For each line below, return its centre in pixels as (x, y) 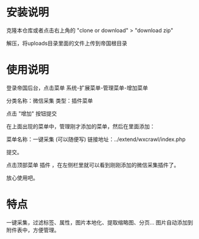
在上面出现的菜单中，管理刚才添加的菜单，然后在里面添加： (81, 126)
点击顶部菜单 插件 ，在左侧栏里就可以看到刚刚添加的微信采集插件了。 (93, 165)
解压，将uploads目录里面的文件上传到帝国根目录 (67, 43)
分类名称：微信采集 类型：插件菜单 (49, 100)
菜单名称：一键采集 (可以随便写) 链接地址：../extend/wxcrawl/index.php (96, 139)
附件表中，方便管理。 (33, 230)
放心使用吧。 (22, 178)
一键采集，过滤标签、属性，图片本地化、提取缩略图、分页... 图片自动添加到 (100, 222)
